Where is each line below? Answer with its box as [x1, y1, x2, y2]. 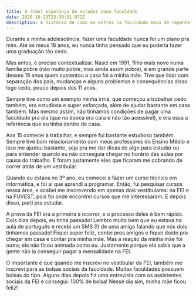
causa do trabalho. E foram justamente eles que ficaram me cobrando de [6, 156, 183, 164]
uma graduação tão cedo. [6, 48, 69, 55]
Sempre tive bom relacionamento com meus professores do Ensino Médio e [6, 138, 190, 145]
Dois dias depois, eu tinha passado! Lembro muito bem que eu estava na [6, 217, 182, 224]
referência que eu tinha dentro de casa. [6, 121, 102, 128]
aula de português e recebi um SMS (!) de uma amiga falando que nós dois [6, 223, 188, 230]
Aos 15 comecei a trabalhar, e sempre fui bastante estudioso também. [6, 132, 175, 139]
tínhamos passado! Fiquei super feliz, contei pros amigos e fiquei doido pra [6, 229, 188, 236]
